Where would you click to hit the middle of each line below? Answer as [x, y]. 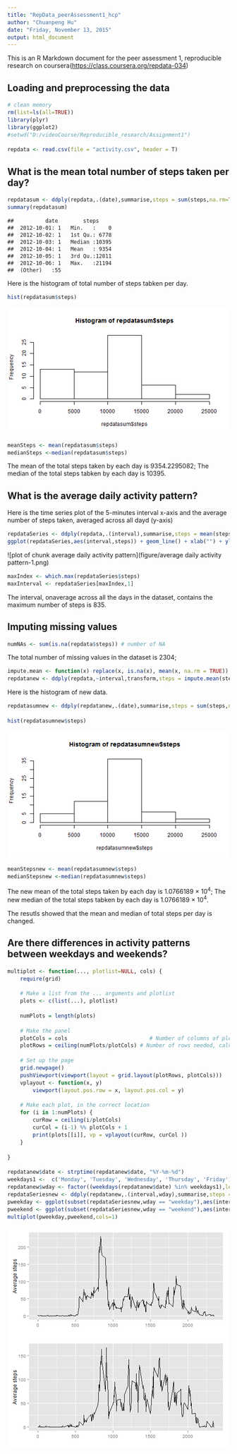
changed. [21, 921]
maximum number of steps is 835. [57, 605]
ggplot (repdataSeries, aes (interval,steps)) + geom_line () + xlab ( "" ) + [115, 542]
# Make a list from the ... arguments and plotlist [97, 994]
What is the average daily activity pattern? [103, 496]
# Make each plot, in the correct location [85, 1105]
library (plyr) [28, 120]
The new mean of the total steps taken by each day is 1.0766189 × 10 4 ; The [117, 890]
